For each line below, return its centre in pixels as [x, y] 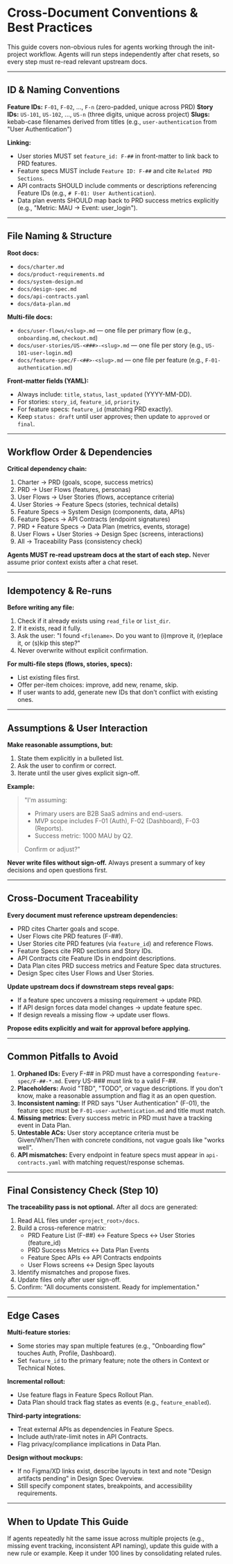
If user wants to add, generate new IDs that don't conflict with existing [118, 692]
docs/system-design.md [50, 282]
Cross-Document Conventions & [103, 13]
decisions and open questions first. [58, 870]
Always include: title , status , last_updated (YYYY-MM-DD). [104, 394]
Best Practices [50, 27]
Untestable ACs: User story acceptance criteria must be [98, 1133]
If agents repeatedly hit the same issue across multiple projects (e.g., [106, 1538]
